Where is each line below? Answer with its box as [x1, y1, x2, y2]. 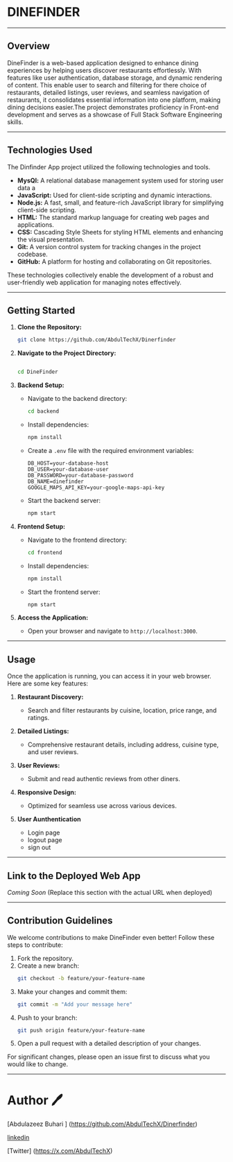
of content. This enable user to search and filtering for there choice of [7, 80, 207, 89]
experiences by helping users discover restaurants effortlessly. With [7, 66, 202, 74]
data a [17, 183, 36, 191]
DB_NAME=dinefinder [27, 478, 85, 485]
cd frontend [27, 549, 62, 556]
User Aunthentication [17, 815, 81, 823]
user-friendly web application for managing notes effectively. [7, 278, 182, 287]
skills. [7, 117, 24, 126]
